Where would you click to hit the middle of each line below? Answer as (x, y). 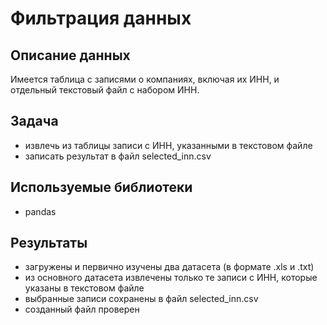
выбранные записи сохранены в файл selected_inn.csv (141, 299)
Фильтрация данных (101, 18)
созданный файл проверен (82, 309)
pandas (40, 211)
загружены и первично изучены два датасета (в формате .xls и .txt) (169, 267)
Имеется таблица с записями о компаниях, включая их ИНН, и (145, 79)
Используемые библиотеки (101, 187)
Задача (34, 121)
